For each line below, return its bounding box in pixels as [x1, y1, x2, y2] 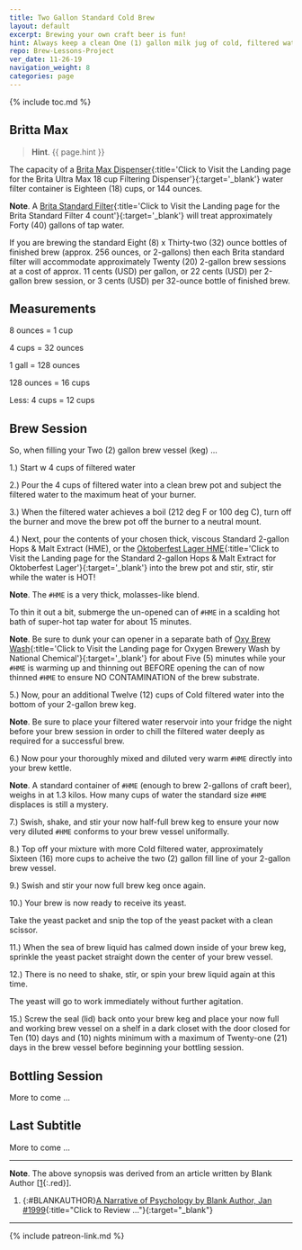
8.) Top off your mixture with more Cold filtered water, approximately [9, 843, 263, 855]
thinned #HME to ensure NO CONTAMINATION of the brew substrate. [9, 672, 261, 683]
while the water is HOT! [9, 572, 96, 583]
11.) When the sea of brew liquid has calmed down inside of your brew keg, [9, 942, 287, 953]
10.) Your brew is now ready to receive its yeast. [9, 897, 187, 909]
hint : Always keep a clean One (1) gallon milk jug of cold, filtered [9, 38, 280, 48]
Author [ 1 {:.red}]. [9, 1177, 72, 1188]
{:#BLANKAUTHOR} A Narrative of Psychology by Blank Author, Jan [22, 1194, 272, 1206]
